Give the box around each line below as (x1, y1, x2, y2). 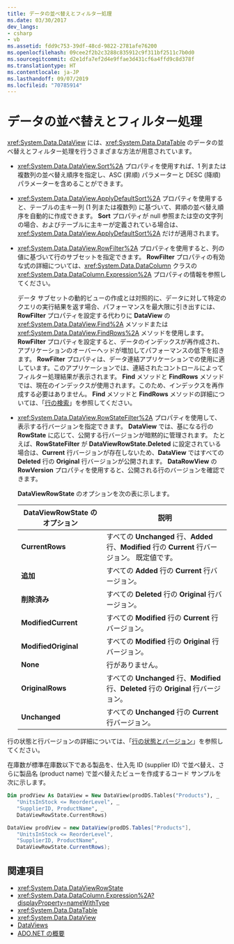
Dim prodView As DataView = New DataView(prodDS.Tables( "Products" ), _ (7, 792, 219, 799)
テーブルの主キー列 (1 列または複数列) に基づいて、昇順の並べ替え (29, 203, 218, 212)
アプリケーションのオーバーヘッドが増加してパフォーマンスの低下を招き (17, 347, 225, 355)
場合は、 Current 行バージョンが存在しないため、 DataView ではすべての (17, 449, 224, 457)
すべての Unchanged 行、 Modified (106, 674, 221, 683)
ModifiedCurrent (20, 618, 78, 627)
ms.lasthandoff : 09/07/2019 (7, 75, 89, 82)
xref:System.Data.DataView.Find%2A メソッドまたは (17, 320, 169, 328)
